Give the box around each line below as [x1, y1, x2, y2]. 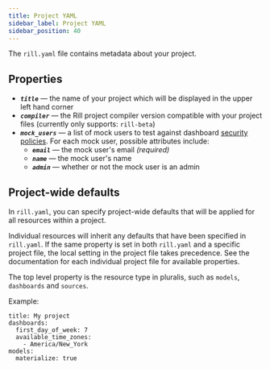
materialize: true [15, 354, 78, 363]
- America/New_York [23, 340, 89, 348]
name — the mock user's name [31, 154, 132, 164]
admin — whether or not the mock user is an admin [31, 162, 200, 172]
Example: [8, 296, 39, 306]
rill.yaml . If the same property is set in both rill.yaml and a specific [8, 239, 240, 249]
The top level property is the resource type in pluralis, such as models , [8, 272, 240, 282]
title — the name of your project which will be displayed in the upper [19, 93, 253, 103]
